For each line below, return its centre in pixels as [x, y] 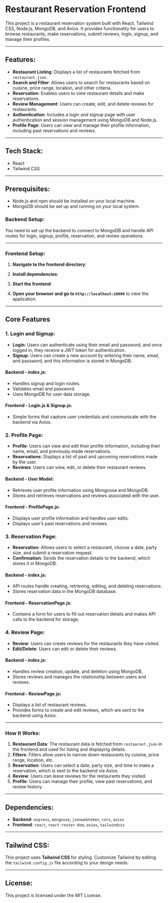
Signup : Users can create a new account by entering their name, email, [86, 355]
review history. [27, 787]
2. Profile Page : [24, 435]
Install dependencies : [35, 274]
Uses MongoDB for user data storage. [51, 394]
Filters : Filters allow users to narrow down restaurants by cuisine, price [86, 755]
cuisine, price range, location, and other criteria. [62, 88]
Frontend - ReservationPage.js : [38, 603]
